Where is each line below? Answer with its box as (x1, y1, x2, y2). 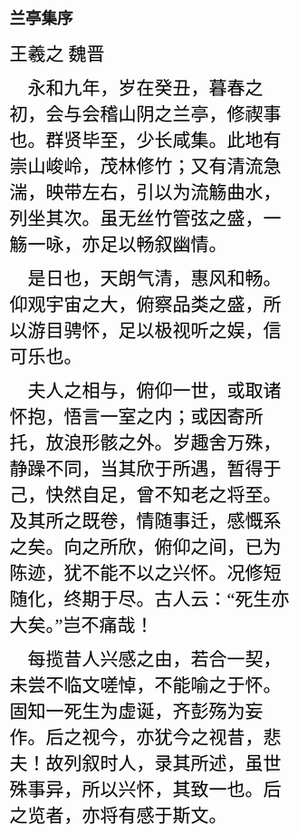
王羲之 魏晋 (9, 43, 106, 64)
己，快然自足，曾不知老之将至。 (9, 484, 283, 506)
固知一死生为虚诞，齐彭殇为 (9, 700, 246, 722)
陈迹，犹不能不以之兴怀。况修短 (9, 562, 283, 584)
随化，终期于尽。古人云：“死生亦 (9, 588, 290, 610)
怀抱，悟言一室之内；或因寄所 (9, 405, 264, 427)
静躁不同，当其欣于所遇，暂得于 (9, 458, 283, 480)
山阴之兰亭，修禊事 (118, 103, 283, 125)
